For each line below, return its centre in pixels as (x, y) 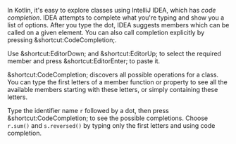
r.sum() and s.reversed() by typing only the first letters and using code (111, 125)
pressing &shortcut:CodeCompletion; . (62, 40)
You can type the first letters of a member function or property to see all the (117, 82)
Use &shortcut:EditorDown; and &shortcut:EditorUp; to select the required (114, 53)
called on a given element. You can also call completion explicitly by (106, 32)
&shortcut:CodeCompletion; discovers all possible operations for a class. (113, 74)
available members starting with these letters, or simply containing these (113, 90)
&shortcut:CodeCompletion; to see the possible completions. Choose (108, 118)
